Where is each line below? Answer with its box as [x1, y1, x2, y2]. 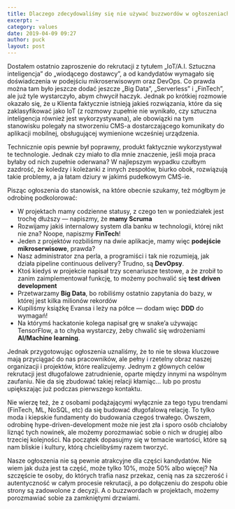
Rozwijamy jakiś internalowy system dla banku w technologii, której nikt [17, 222, 224, 230]
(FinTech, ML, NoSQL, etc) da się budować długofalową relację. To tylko [7, 406, 215, 414]
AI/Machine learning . [17, 334, 80, 342]
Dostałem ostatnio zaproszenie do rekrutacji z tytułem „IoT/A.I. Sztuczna [7, 62, 215, 70]
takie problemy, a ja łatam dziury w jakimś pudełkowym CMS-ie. [7, 172, 192, 181]
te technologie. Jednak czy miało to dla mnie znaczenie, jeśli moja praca [7, 150, 215, 158]
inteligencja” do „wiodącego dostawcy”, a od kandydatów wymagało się [7, 69, 215, 78]
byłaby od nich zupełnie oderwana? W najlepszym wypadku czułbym [7, 158, 206, 165]
